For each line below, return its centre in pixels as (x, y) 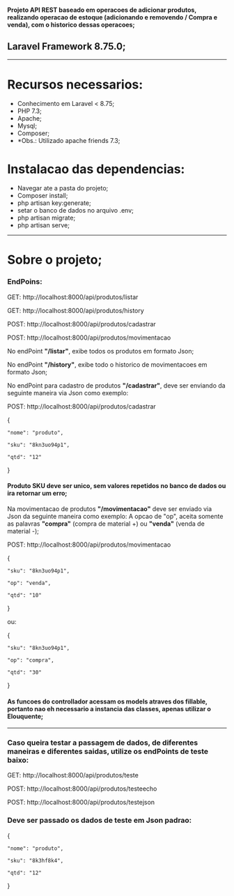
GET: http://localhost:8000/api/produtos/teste (73, 775)
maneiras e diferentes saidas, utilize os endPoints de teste (108, 752)
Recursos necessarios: (75, 84)
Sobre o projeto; (55, 260)
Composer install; (42, 196)
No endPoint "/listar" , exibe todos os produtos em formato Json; (101, 351)
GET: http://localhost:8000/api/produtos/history (76, 310)
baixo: (18, 760)
